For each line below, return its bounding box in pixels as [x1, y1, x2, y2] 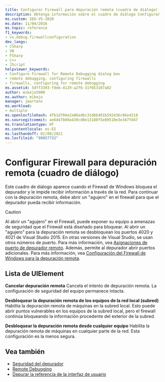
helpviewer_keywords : [5, 67, 50, 72]
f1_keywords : [5, 30, 32, 35]
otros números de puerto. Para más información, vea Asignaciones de [5, 240, 148, 246]
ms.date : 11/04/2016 [5, 21, 48, 26]
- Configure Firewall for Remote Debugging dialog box [5, 72, 121, 76]
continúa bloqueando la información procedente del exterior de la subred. [5, 313, 156, 319]
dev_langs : [5, 39, 28, 44]
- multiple [5, 108, 28, 114]
